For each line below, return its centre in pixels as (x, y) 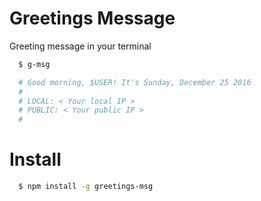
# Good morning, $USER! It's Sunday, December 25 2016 (135, 82)
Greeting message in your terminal (80, 46)
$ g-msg (34, 64)
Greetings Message (92, 18)
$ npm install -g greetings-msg (86, 187)
